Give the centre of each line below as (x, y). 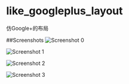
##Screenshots (25, 40)
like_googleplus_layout (64, 11)
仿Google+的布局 (27, 28)
